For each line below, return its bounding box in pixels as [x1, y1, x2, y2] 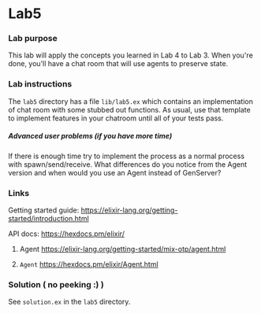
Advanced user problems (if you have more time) [8, 131, 173, 141]
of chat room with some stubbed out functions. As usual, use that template [8, 105, 251, 114]
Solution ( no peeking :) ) [8, 279, 104, 290]
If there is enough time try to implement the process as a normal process [8, 151, 245, 161]
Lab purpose [8, 33, 58, 44]
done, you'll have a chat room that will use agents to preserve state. [8, 59, 229, 68]
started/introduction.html [8, 214, 89, 223]
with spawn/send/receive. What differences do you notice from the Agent [8, 159, 248, 169]
